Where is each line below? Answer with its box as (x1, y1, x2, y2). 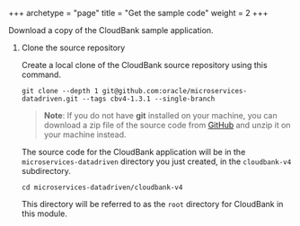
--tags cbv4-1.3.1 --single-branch (82, 94, 216, 103)
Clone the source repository (21, 42, 126, 53)
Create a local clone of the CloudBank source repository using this (21, 60, 268, 70)
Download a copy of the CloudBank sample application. (8, 25, 214, 35)
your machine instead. (43, 129, 127, 140)
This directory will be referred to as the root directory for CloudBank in (21, 199, 284, 209)
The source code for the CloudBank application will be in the (21, 147, 246, 157)
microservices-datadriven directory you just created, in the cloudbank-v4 (21, 156, 292, 167)
